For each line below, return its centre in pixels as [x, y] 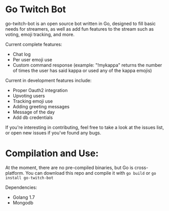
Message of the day [34, 112]
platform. [15, 173]
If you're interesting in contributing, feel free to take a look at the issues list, [85, 127]
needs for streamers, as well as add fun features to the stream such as [80, 29]
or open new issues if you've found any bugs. [53, 133]
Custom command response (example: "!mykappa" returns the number [87, 65]
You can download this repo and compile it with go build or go [91, 173]
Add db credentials [33, 117]
